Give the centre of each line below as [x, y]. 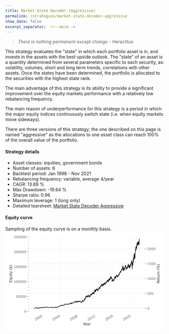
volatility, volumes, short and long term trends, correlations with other [77, 68]
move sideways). [23, 119]
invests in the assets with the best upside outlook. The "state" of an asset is [84, 57]
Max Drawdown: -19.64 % [40, 190]
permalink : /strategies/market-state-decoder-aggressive [66, 16]
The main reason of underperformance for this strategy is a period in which [83, 109]
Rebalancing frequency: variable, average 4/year [63, 179]
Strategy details [22, 151]
